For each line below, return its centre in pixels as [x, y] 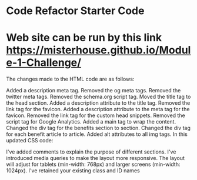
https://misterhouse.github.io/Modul [98, 50]
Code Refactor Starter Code [75, 11]
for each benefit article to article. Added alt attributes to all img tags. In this [97, 134]
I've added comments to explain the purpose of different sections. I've [91, 152]
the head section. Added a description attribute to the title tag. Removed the [98, 103]
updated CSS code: [30, 141]
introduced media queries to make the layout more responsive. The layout [96, 158]
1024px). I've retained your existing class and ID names [73, 171]
